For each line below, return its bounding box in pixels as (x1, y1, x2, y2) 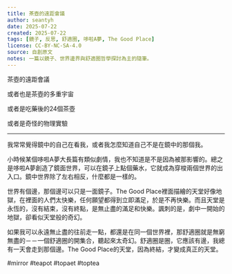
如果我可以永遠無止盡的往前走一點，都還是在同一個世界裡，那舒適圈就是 (7, 228, 213, 236)
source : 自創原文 (7, 49, 53, 56)
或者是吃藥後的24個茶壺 (7, 104, 76, 113)
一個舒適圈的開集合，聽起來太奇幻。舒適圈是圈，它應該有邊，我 (37, 236, 219, 244)
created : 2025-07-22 (7, 29, 67, 37)
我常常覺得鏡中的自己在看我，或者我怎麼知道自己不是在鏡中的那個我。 (7, 140, 207, 149)
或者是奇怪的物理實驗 (7, 119, 68, 127)
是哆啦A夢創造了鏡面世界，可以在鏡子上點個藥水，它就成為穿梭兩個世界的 (7, 163, 217, 172)
